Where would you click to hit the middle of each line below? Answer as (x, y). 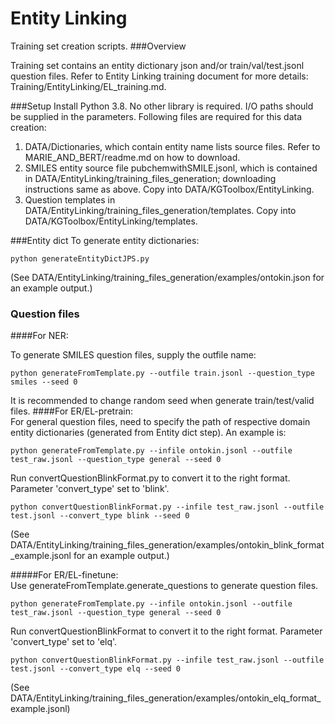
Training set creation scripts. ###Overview (98, 46)
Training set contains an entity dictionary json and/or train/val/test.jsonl (157, 65)
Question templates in (70, 199)
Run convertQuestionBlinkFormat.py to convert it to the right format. (150, 478)
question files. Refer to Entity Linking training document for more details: (159, 76)
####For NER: (39, 336)
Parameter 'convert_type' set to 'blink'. (90, 489)
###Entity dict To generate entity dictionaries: (105, 240)
